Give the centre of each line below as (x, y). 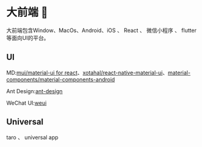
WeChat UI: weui (26, 103)
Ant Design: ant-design (34, 91)
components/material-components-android (61, 79)
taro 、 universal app (33, 137)
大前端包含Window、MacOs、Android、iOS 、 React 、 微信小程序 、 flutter (101, 30)
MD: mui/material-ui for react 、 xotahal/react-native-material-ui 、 (87, 73)
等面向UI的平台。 (28, 38)
